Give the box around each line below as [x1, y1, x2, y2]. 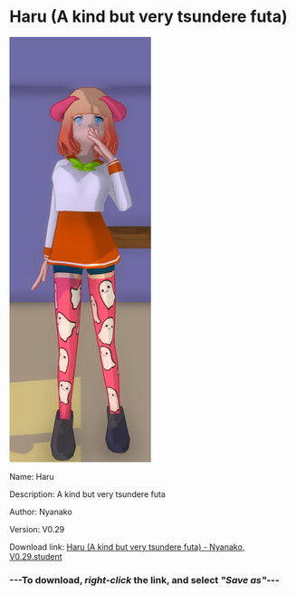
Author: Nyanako [9, 506, 72, 517]
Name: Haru [9, 471, 54, 482]
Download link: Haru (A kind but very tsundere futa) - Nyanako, [9, 541, 245, 552]
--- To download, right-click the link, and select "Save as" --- [9, 573, 281, 586]
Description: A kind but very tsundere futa [9, 488, 166, 500]
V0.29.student [9, 551, 62, 561]
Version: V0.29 [9, 523, 65, 534]
